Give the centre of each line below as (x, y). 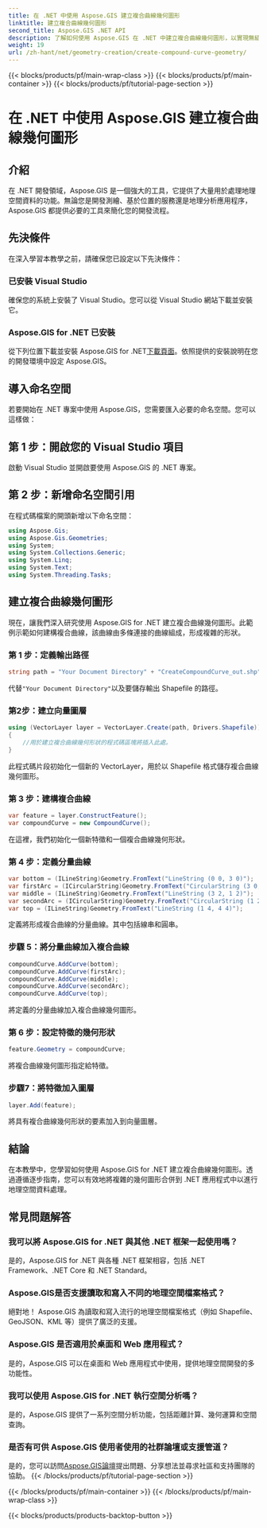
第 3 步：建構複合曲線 (50, 799)
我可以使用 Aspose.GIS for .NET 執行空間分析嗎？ (103, 1395)
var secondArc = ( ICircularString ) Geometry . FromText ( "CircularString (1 (131, 901)
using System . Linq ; (41, 560)
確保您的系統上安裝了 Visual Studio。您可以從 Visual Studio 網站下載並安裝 (131, 300)
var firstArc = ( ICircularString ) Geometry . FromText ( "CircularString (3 (129, 886)
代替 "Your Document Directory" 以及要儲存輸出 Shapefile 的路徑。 (115, 688)
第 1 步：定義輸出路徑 (49, 655)
